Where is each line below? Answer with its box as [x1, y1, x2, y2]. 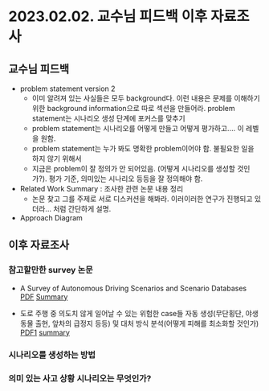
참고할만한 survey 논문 [8, 265, 94, 276]
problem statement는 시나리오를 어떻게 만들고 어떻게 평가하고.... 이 [31, 124, 245, 133]
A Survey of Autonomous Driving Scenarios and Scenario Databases [19, 283, 247, 293]
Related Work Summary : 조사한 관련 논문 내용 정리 [19, 184, 184, 193]
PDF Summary [19, 291, 68, 302]
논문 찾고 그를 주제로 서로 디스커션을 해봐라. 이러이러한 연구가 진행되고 [31, 194, 253, 204]
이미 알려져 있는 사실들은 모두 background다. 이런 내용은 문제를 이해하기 [31, 93, 261, 103]
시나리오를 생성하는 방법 [8, 349, 96, 360]
